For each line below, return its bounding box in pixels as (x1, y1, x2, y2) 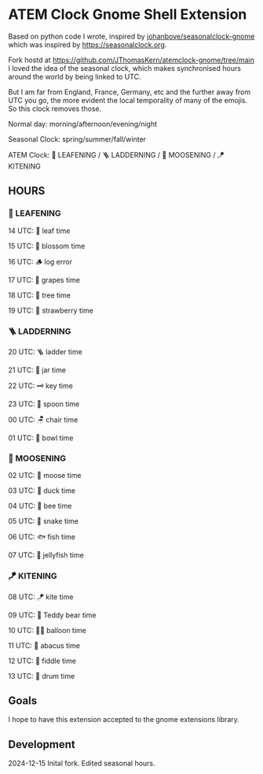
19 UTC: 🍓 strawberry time (8, 306, 94, 315)
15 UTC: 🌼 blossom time (8, 241, 86, 250)
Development (8, 738, 76, 751)
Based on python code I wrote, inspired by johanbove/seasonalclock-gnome (8, 31, 255, 41)
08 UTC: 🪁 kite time (8, 592, 74, 602)
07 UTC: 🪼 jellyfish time (8, 550, 84, 560)
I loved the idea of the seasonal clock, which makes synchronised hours (8, 63, 242, 72)
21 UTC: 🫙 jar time (8, 365, 67, 375)
